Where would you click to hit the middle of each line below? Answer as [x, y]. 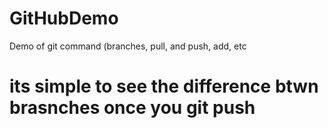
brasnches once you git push [132, 108]
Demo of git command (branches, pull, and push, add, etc [128, 46]
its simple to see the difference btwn [164, 86]
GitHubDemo [64, 18]
